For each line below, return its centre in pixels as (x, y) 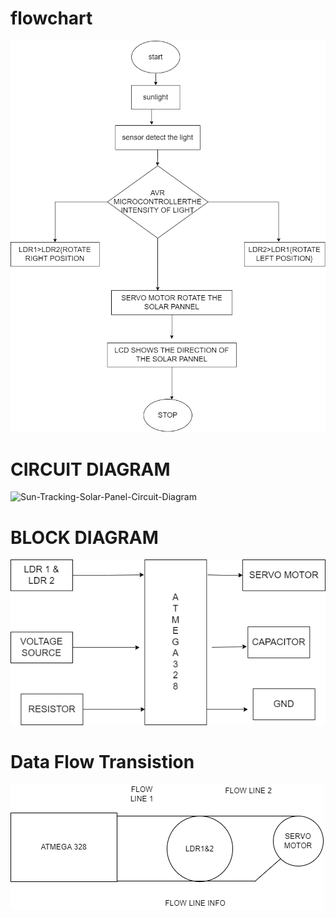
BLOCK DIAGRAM (84, 537)
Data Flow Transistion (102, 762)
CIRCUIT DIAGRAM (90, 469)
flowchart (51, 18)
